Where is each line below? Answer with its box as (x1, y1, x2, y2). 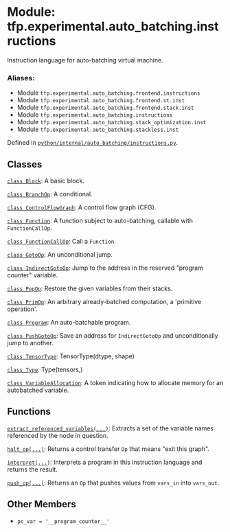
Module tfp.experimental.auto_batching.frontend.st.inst (16, 96, 185, 104)
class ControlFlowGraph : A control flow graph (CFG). (7, 203, 157, 211)
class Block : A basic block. (7, 176, 84, 185)
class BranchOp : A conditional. (7, 190, 93, 198)
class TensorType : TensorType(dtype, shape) (7, 352, 135, 360)
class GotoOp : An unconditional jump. (7, 251, 113, 259)
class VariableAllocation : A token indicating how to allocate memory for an (7, 379, 224, 387)
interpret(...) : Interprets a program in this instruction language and (7, 458, 203, 466)
